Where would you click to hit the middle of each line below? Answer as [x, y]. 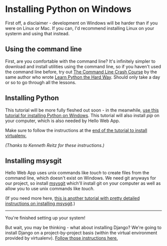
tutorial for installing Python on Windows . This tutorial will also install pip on [83, 115]
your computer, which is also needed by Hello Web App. [63, 121]
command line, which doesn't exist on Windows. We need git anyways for [81, 178]
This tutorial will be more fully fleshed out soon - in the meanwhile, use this [82, 110]
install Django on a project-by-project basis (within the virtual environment [81, 233]
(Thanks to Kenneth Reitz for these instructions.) [55, 145]
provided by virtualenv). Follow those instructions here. [62, 238]
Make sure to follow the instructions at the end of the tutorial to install [76, 130]
